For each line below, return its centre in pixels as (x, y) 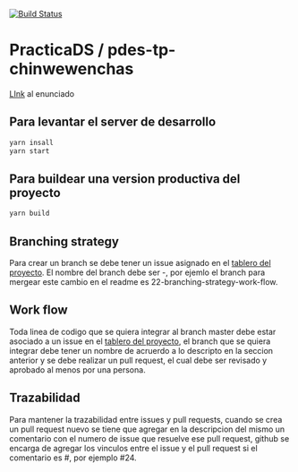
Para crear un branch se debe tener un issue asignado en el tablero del (140, 263)
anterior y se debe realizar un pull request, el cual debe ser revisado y (138, 360)
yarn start (30, 151)
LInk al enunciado (42, 93)
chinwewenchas (72, 69)
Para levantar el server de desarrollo (113, 122)
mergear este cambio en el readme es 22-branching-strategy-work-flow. (144, 282)
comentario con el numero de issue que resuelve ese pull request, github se (149, 438)
